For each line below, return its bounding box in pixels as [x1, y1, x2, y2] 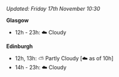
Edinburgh [6, 43, 33, 50]
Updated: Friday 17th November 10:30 [6, 5, 100, 12]
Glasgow [6, 17, 29, 23]
